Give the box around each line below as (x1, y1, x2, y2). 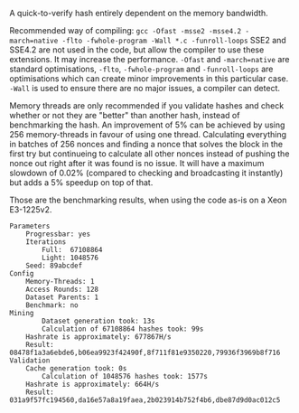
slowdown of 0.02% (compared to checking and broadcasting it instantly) (9, 167, 284, 178)
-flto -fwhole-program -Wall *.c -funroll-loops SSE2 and (61, 35, 286, 45)
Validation (9, 356, 51, 365)
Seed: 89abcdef (25, 261, 83, 270)
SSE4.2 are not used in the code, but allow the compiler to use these (9, 44, 265, 55)
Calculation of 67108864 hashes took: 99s (42, 324, 204, 333)
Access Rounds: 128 (25, 285, 99, 294)
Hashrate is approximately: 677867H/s (25, 333, 172, 342)
